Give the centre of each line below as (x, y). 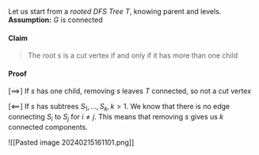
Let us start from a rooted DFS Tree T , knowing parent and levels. (115, 11)
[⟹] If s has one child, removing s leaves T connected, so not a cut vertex (130, 91)
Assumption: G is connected (55, 20)
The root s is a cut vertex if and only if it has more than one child (133, 55)
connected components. (48, 127)
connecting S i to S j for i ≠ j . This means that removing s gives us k (116, 118)
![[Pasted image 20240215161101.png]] (71, 142)
